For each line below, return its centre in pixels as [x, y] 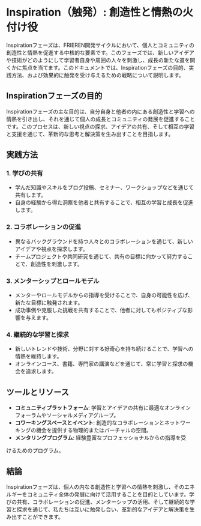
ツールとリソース [37, 392]
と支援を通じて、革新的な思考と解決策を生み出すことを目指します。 [90, 134]
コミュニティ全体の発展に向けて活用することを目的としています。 [108, 494]
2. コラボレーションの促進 [43, 227]
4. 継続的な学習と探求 [37, 334]
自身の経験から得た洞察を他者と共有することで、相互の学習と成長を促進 [104, 202]
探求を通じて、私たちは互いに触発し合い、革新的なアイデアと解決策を [103, 509]
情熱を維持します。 [38, 356]
